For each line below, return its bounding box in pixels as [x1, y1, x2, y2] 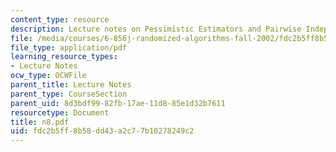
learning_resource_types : [10, 52, 118, 62]
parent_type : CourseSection [10, 89, 128, 99]
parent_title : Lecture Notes [10, 80, 132, 90]
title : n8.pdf [10, 117, 70, 127]
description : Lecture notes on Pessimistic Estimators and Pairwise [10, 24, 302, 34]
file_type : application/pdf [10, 42, 128, 53]
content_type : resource [10, 14, 110, 25]
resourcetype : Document [10, 107, 110, 118]
